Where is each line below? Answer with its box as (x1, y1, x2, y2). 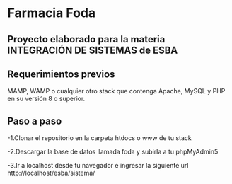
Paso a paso (7, 115, 62, 127)
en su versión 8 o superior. (7, 94, 86, 103)
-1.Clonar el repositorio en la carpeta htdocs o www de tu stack (7, 134, 192, 142)
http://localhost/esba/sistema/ (7, 168, 95, 178)
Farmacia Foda (7, 5, 96, 21)
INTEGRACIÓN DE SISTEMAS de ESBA (7, 44, 178, 56)
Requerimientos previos (7, 68, 115, 80)
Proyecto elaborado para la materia (7, 33, 166, 45)
